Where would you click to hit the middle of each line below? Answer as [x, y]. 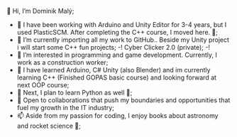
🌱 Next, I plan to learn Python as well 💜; [75, 93]
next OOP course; [43, 85]
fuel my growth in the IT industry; [65, 108]
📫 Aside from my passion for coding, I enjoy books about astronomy [117, 116]
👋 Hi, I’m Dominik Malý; [40, 11]
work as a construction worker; [62, 62]
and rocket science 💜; [49, 126]
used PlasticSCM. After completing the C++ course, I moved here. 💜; [117, 32]
